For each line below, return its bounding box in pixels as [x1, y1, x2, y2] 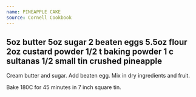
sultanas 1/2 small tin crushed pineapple [6, 56, 163, 66]
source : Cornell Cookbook [6, 15, 72, 21]
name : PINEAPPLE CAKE [6, 8, 61, 15]
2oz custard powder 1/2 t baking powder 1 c [6, 46, 174, 56]
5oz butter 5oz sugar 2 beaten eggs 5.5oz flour [6, 37, 188, 47]
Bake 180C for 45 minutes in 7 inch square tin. [6, 84, 121, 91]
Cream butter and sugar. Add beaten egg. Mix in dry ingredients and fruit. [6, 72, 190, 79]
